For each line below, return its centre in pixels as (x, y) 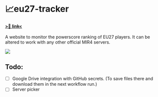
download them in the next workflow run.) (55, 84)
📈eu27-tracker (37, 9)
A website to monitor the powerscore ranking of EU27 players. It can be (78, 37)
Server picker (26, 89)
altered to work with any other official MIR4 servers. (58, 42)
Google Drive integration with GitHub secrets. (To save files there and (83, 79)
